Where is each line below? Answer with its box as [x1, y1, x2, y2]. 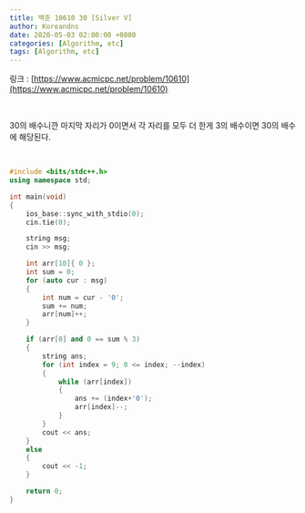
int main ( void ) [9, 192, 67, 201]
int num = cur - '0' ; [42, 292, 125, 302]
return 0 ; [25, 487, 64, 496]
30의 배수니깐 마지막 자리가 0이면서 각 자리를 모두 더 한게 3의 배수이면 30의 [9, 120, 280, 131]
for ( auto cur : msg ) [25, 275, 107, 285]
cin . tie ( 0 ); [25, 218, 71, 227]
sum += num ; [42, 302, 88, 311]
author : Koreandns [9, 22, 79, 31]
